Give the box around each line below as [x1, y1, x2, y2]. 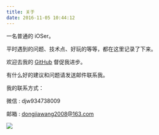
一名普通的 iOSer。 [6, 32, 54, 40]
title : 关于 [6, 9, 35, 15]
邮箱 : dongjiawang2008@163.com [6, 110, 94, 117]
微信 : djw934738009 [6, 97, 61, 104]
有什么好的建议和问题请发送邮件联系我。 [6, 71, 108, 78]
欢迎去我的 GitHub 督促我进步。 [6, 58, 86, 65]
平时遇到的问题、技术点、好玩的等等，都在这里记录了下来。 [6, 45, 157, 53]
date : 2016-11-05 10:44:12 [6, 15, 75, 21]
